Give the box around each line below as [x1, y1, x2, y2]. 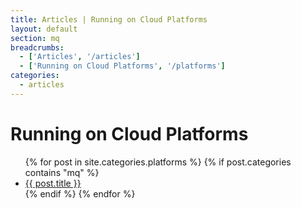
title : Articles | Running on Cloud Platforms [10, 14, 208, 25]
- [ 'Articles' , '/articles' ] [19, 52, 141, 62]
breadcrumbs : [10, 42, 65, 53]
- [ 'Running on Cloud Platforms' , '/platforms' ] [19, 61, 226, 71]
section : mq [10, 33, 60, 43]
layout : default [10, 24, 78, 34]
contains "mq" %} [24, 166, 100, 178]
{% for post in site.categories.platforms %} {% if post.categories [24, 156, 292, 168]
